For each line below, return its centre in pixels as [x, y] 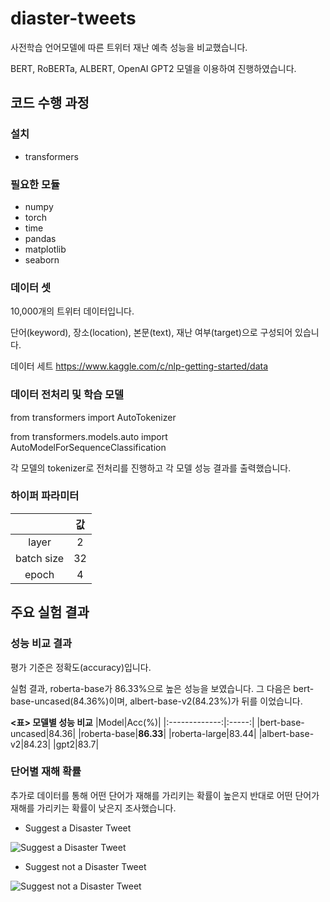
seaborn [42, 259]
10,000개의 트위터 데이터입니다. [72, 311]
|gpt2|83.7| [76, 744]
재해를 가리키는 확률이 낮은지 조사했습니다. [93, 808]
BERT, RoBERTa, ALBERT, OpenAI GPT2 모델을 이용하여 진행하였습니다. [153, 68]
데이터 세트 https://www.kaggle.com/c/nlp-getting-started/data [139, 366]
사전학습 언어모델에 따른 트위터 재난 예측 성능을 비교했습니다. [129, 47]
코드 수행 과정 [50, 103]
